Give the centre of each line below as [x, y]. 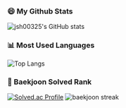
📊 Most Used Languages [51, 45]
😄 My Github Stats [40, 11]
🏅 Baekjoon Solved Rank [50, 82]
